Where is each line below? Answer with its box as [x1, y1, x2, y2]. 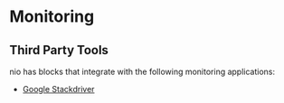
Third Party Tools [9, 42, 109, 58]
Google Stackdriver [22, 84, 95, 94]
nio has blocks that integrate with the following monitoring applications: [9, 66, 276, 77]
